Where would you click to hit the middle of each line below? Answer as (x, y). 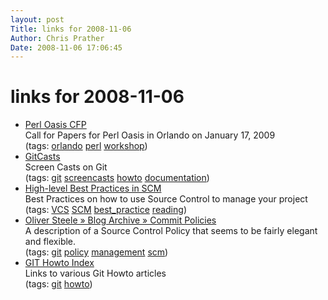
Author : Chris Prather (57, 38)
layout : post (37, 19)
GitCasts (42, 157)
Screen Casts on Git (66, 167)
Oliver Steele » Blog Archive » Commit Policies (120, 220)
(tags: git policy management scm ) (96, 252)
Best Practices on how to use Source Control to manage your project (166, 199)
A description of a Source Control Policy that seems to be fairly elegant (171, 231)
